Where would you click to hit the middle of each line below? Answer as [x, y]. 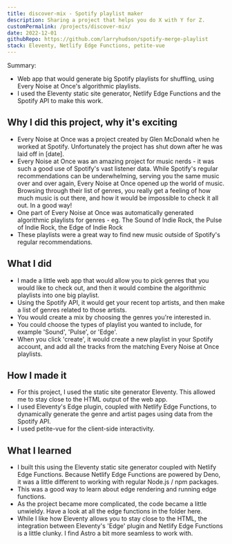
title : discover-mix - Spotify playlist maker [75, 13]
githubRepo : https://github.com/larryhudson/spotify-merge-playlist [108, 39]
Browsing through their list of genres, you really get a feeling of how [114, 190]
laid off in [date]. [40, 153]
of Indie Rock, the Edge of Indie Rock [70, 227]
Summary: [22, 65]
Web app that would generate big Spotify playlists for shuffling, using [115, 79]
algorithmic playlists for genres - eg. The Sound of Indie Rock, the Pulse [119, 220]
